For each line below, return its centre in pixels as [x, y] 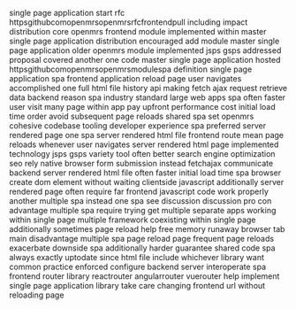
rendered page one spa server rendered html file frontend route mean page [147, 135]
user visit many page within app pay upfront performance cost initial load [142, 107]
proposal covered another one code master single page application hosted [145, 60]
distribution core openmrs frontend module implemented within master [138, 31]
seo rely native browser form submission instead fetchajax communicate [141, 163]
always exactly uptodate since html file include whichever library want [137, 257]
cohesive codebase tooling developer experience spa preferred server [138, 126]
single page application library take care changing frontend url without [137, 286]
